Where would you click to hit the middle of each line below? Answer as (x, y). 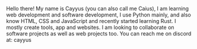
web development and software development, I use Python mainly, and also (99, 15)
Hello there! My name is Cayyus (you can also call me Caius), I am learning (97, 9)
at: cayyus (19, 40)
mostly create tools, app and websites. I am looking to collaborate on (90, 27)
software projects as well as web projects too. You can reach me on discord (99, 34)
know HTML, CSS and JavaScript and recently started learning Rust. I (91, 21)
